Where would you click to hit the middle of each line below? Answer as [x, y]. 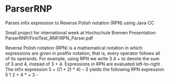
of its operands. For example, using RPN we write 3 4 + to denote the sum [82, 58]
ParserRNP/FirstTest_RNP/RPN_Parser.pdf [49, 38]
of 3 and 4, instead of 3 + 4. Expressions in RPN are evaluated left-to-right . [84, 64]
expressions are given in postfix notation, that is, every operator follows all [83, 53]
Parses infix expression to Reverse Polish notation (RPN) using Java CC [80, 23]
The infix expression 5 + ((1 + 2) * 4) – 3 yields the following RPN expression [85, 69]
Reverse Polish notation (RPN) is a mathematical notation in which [74, 48]
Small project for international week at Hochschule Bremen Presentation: [81, 32]
